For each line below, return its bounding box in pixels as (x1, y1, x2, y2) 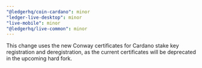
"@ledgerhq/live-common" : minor (6, 25, 87, 32)
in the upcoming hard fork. (6, 55, 72, 62)
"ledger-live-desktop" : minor (6, 14, 83, 20)
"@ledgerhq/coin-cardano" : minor (6, 8, 90, 15)
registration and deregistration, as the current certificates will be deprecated (6, 49, 197, 56)
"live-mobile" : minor (6, 20, 61, 26)
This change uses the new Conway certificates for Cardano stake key (6, 42, 179, 49)
